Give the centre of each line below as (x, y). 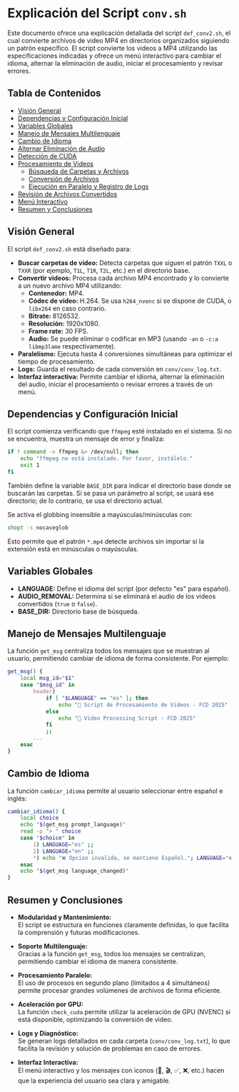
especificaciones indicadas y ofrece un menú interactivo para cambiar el (115, 56)
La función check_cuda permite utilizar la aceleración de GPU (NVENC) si (124, 1012)
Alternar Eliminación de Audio (61, 149)
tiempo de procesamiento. (56, 361)
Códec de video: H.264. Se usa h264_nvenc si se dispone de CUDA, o (130, 301)
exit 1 (30, 466)
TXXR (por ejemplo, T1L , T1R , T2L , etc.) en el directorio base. (104, 270)
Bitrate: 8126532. (54, 316)
